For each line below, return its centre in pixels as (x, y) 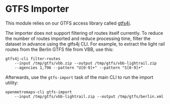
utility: (12, 82)
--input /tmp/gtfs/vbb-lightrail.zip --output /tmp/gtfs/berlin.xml (89, 96)
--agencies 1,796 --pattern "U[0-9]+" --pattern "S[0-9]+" (79, 68)
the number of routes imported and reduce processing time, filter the (78, 38)
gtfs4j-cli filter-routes (33, 59)
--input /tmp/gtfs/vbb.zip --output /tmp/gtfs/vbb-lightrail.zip (86, 63)
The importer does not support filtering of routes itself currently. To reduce (84, 33)
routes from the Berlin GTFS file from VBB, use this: (59, 49)
